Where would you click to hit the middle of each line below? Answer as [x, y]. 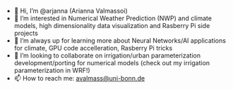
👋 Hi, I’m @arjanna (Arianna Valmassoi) [71, 11]
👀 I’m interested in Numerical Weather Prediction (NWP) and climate [113, 18]
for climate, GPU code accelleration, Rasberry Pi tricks [93, 48]
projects [26, 33]
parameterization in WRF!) [52, 70]
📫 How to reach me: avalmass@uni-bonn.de [79, 78]
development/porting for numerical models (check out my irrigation [112, 63]
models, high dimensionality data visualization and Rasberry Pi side [112, 26]
